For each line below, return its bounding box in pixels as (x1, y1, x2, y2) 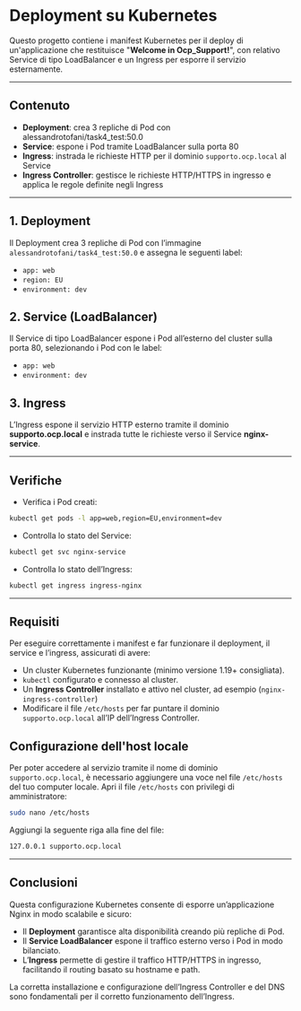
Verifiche (9, 473, 63, 488)
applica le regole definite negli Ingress (21, 179, 164, 189)
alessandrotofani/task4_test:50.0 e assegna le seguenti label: (9, 247, 244, 257)
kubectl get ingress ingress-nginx (9, 580, 142, 590)
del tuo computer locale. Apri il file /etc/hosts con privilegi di (9, 781, 235, 792)
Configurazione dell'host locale (9, 738, 189, 754)
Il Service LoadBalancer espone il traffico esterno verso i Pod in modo (21, 935, 284, 946)
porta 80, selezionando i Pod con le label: (9, 343, 163, 353)
